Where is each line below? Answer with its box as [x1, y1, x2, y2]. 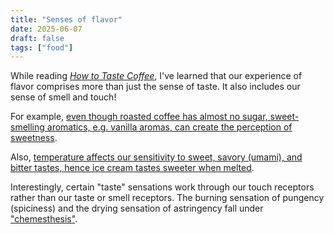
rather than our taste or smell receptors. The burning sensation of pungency [10, 192, 325, 204]
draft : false [10, 33, 65, 43]
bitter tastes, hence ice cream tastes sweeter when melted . [10, 162, 255, 174]
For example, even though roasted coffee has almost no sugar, [10, 111, 268, 123]
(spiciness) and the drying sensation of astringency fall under [10, 202, 264, 215]
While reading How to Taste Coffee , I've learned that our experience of [10, 70, 303, 82]
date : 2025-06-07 [10, 24, 83, 34]
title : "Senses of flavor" [10, 14, 123, 25]
